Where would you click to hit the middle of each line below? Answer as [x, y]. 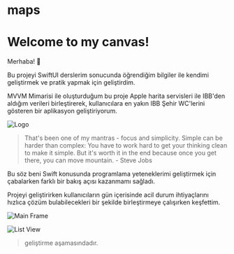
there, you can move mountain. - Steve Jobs [88, 160]
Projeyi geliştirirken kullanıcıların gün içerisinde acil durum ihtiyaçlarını [108, 195]
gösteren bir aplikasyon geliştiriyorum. [62, 111]
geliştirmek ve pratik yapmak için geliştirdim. [71, 83]
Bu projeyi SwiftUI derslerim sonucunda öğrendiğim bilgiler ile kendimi [108, 75]
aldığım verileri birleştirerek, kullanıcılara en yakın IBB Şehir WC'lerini [106, 104]
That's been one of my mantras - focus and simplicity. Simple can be [124, 138]
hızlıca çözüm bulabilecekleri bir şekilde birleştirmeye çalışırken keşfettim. [114, 202]
